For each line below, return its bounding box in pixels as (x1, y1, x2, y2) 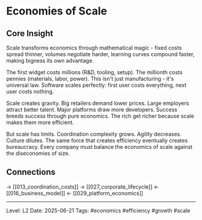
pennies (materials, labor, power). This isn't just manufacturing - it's (6, 75, 174, 82)
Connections (6, 167, 56, 177)
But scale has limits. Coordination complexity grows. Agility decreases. (6, 131, 182, 137)
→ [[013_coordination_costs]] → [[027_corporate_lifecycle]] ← (6, 183, 159, 190)
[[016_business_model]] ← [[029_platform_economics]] (6, 189, 143, 196)
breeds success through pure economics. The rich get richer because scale (6, 113, 194, 119)
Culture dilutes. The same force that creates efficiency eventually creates (6, 137, 188, 144)
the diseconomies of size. (6, 149, 70, 157)
